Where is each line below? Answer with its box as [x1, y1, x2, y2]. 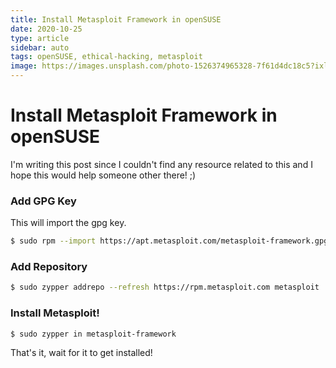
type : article [10, 33, 70, 43]
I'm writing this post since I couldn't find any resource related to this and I [10, 158, 313, 170]
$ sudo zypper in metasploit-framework [10, 329, 177, 339]
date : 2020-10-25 [10, 24, 83, 34]
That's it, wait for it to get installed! [10, 347, 153, 359]
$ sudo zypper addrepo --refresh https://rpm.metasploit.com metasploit [10, 282, 320, 293]
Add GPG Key [10, 194, 77, 208]
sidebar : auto [10, 42, 70, 53]
